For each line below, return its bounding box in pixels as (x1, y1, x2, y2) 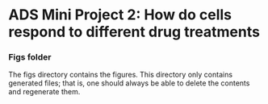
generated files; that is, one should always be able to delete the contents (8, 78, 250, 88)
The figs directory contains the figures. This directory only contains (8, 70, 232, 80)
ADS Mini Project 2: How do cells (8, 6, 232, 24)
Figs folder (8, 52, 52, 63)
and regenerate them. (8, 87, 81, 97)
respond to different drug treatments (8, 23, 261, 41)
